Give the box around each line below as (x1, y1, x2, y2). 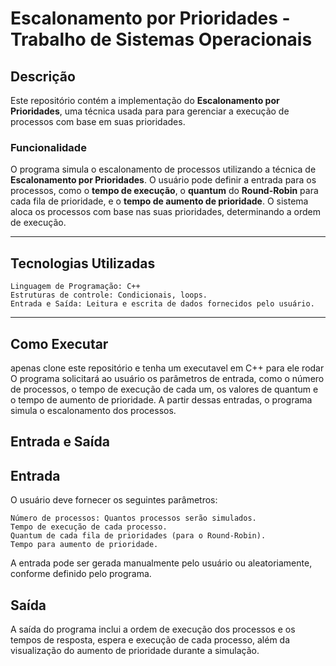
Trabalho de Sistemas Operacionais (10, 28, 313, 51)
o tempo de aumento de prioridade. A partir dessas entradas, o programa (10, 393, 313, 406)
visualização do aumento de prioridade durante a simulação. (10, 644, 260, 656)
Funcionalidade (10, 140, 87, 154)
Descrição (10, 68, 76, 85)
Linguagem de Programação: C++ (10, 282, 141, 292)
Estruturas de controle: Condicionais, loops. (10, 290, 208, 301)
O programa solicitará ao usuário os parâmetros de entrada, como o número (10, 372, 325, 384)
